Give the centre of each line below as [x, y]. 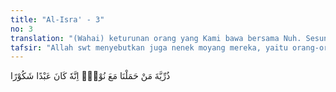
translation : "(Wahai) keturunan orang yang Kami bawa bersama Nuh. [156, 38]
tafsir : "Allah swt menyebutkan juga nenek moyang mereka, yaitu [149, 47]
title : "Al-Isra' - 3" [57, 19]
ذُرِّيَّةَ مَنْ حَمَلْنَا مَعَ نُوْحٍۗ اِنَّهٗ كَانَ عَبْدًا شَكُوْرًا [90, 76]
